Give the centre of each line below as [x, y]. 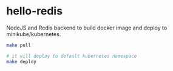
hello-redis [34, 11]
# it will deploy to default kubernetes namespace [72, 56]
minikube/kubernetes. [34, 34]
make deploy [21, 61]
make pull [19, 45]
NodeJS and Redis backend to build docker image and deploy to [87, 28]
